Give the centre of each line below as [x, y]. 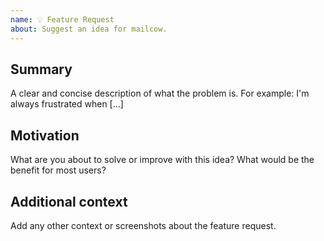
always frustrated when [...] [67, 104]
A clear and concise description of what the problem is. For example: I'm [160, 93]
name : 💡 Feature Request [62, 19]
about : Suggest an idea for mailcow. [89, 29]
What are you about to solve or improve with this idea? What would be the [162, 160]
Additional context [69, 201]
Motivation [45, 135]
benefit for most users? [58, 170]
